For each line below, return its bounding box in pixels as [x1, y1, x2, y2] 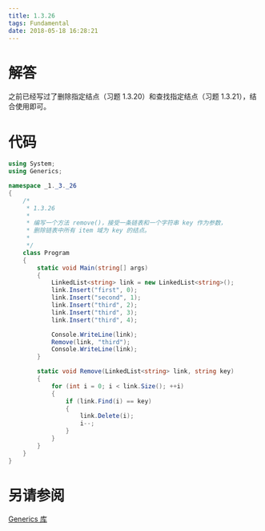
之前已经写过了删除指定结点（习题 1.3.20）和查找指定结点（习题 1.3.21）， [8, 91, 250, 101]
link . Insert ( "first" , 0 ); [50, 286, 138, 294]
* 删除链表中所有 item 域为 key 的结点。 [26, 226, 151, 235]
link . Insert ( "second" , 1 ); [50, 294, 142, 302]
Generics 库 [8, 514, 48, 524]
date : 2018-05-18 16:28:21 [8, 26, 98, 34]
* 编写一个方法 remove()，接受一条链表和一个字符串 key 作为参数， [26, 219, 227, 227]
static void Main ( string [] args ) [37, 264, 149, 272]
